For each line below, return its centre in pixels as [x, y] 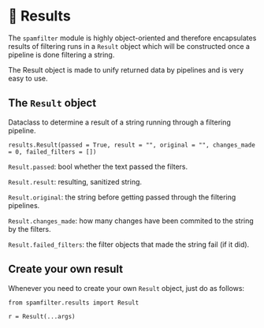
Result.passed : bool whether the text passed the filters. [98, 166]
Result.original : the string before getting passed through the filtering [122, 197]
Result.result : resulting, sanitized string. [75, 181]
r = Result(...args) [42, 316]
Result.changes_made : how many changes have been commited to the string [131, 221]
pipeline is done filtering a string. [61, 54]
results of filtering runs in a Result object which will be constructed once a [129, 46]
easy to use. [28, 78]
